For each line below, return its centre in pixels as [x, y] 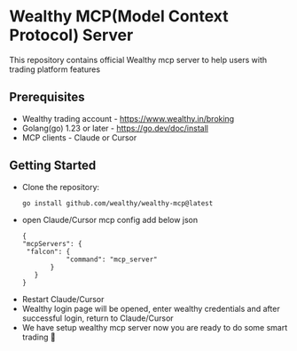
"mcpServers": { [52, 244]
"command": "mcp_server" [112, 259]
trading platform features [55, 69]
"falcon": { [48, 252]
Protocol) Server [71, 35]
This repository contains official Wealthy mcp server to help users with [138, 60]
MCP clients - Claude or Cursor [79, 137]
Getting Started [53, 166]
